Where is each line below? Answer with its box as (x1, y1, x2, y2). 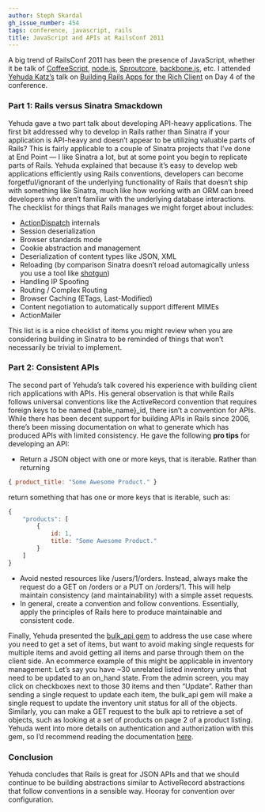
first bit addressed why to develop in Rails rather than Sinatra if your (8, 127, 230, 136)
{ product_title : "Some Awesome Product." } (8, 478, 157, 486)
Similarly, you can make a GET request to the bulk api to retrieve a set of (8, 706, 244, 716)
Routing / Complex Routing (19, 285, 108, 294)
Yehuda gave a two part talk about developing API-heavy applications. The (8, 118, 252, 127)
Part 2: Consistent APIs (8, 362, 100, 373)
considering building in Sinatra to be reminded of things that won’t (8, 334, 224, 343)
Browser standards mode (19, 234, 103, 244)
